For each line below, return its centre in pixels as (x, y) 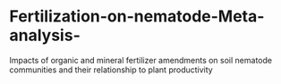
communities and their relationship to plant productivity (111, 70)
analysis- (45, 35)
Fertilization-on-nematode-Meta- (137, 17)
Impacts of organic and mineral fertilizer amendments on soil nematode (141, 60)
